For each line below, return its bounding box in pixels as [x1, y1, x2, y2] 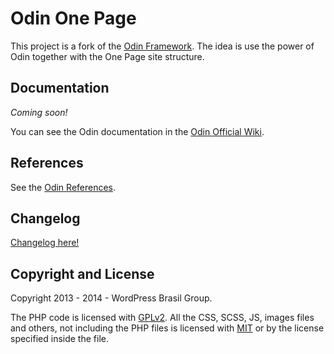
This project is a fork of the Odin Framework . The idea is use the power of [10, 40, 315, 52]
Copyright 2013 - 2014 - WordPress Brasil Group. [10, 292, 213, 304]
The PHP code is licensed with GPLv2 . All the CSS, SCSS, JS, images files [10, 312, 315, 324]
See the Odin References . [10, 181, 117, 193]
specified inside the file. [10, 333, 109, 345]
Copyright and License [10, 265, 155, 282]
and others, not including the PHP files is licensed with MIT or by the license [10, 322, 325, 334]
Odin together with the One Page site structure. [10, 50, 205, 62]
